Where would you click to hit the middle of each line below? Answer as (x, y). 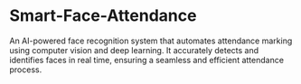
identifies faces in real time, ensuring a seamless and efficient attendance (147, 60)
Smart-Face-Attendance (103, 16)
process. (26, 70)
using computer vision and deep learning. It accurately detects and (134, 50)
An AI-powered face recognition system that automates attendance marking (151, 41)
